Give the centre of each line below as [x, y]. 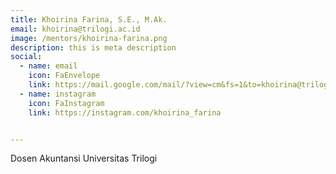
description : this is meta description [93, 47]
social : [26, 57]
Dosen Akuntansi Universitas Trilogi [84, 158]
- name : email [48, 66]
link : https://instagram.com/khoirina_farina [125, 112]
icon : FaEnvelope [64, 76]
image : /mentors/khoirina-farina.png [89, 38]
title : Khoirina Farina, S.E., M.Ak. [89, 19]
